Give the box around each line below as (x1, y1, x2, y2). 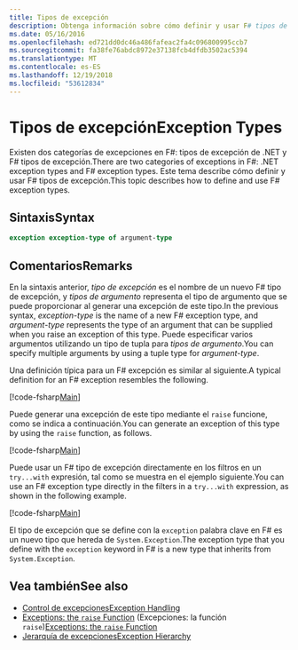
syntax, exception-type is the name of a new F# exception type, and (9, 310, 259, 321)
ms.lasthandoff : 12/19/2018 (9, 71, 114, 80)
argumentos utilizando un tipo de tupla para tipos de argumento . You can (9, 338, 274, 349)
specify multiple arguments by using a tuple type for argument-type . (9, 348, 260, 359)
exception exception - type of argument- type (9, 234, 173, 242)
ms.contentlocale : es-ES (9, 63, 101, 72)
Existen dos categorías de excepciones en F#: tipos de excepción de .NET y (9, 147, 287, 157)
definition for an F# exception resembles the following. (9, 375, 208, 385)
